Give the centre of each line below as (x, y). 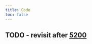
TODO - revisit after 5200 (46, 35)
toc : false (17, 15)
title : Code (18, 10)
